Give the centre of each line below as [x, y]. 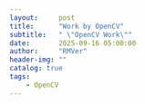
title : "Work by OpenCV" [67, 26]
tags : [20, 77]
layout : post [42, 18]
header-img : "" [38, 60]
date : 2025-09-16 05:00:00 [73, 43]
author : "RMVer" [49, 52]
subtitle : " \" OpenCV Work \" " [71, 34]
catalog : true [36, 69]
